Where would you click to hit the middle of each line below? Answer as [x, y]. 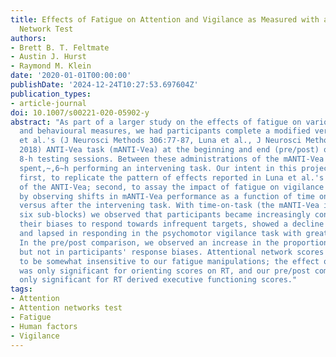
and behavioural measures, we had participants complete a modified [165, 131]
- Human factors [44, 326]
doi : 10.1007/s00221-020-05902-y [80, 112]
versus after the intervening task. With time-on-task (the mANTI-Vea [169, 206]
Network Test [46, 29]
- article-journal [48, 103]
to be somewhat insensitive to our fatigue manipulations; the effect [169, 261]
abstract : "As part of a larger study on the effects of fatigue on [156, 122]
